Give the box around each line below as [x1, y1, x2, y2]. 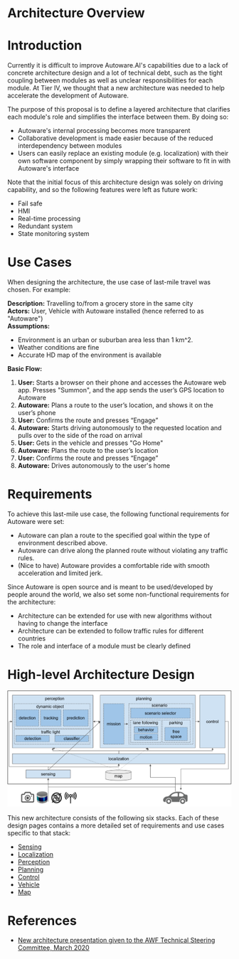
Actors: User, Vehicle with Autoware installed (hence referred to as [7, 307, 204, 316]
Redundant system [17, 222, 73, 230]
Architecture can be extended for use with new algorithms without [17, 611, 212, 620]
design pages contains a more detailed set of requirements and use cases [7, 821, 225, 830]
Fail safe [17, 199, 43, 208]
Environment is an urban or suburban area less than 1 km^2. [17, 336, 193, 344]
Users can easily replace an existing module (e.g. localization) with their [17, 149, 229, 158]
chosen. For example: [7, 286, 71, 294]
